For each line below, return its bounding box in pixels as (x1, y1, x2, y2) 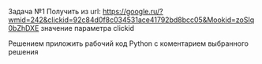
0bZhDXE (8, 24, 39, 32)
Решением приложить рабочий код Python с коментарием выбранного (8, 39, 249, 48)
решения (8, 47, 39, 56)
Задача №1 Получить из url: (8, 7, 101, 16)
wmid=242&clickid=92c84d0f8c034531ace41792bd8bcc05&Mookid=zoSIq (8, 15, 255, 24)
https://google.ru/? (102, 7, 163, 16)
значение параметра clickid (40, 24, 135, 32)
